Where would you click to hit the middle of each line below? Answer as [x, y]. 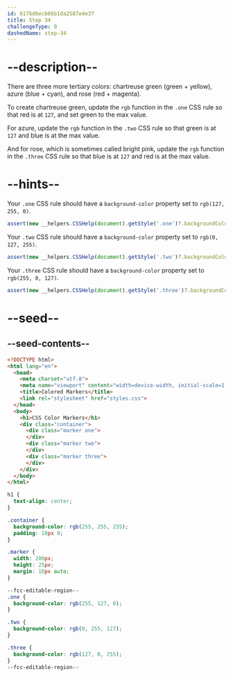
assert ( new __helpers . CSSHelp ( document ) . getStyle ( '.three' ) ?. [99, 290]
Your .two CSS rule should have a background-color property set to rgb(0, [113, 237]
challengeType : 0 [32, 26]
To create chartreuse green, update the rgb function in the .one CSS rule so [115, 108]
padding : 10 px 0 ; [38, 533]
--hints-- [34, 184]
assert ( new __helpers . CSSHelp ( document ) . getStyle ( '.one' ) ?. [96, 224]
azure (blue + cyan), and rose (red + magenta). [74, 94]
